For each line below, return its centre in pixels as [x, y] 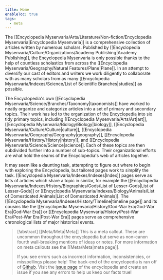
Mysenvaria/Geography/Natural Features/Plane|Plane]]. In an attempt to [77, 68]
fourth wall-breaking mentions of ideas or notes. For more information [87, 242]
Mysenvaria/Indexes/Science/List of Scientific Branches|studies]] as [74, 84]
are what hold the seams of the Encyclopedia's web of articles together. [77, 156]
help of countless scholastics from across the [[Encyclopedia [66, 63]
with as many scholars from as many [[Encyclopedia [57, 79]
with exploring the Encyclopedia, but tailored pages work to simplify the [77, 170]
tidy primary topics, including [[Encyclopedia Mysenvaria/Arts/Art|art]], [76, 119]
